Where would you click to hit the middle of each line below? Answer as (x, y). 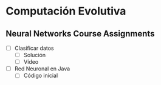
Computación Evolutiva (66, 11)
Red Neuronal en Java (42, 69)
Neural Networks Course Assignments (80, 34)
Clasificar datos (34, 48)
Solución (35, 55)
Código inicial (41, 76)
